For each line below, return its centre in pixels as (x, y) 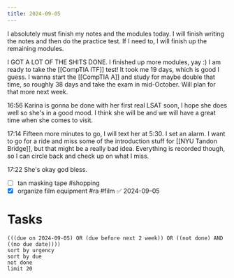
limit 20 (20, 269)
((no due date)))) (34, 244)
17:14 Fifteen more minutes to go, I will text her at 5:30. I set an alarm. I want (116, 133)
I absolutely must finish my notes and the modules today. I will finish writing (116, 34)
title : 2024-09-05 (34, 14)
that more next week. (38, 92)
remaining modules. (36, 48)
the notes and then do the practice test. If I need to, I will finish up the (107, 41)
